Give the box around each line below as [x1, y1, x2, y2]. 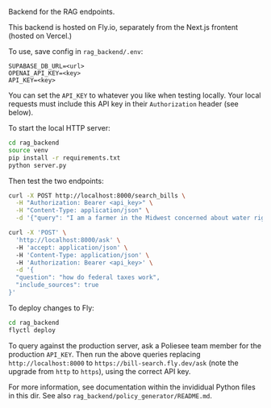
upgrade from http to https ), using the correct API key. [8, 366, 191, 376]
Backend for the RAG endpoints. [8, 7, 115, 16]
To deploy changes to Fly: [8, 302, 94, 313]
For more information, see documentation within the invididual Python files [8, 382, 256, 392]
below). [8, 108, 34, 117]
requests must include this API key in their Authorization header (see [8, 99, 240, 108]
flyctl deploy [8, 326, 56, 334]
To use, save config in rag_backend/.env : [8, 47, 144, 56]
